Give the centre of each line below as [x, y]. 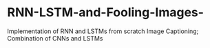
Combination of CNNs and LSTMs [55, 38]
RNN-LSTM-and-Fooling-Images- [106, 13]
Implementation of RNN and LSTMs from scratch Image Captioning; [103, 31]
